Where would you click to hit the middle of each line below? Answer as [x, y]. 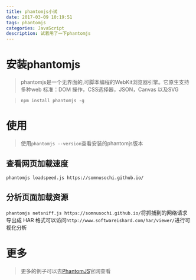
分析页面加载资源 [37, 198]
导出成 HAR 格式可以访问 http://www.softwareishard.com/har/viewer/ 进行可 [98, 220]
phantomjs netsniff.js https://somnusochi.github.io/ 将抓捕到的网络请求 [97, 213]
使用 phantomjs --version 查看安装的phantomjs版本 [82, 143]
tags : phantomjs [26, 22]
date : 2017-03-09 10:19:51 [39, 17]
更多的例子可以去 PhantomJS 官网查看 [66, 271]
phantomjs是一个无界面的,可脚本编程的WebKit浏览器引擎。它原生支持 [105, 82]
